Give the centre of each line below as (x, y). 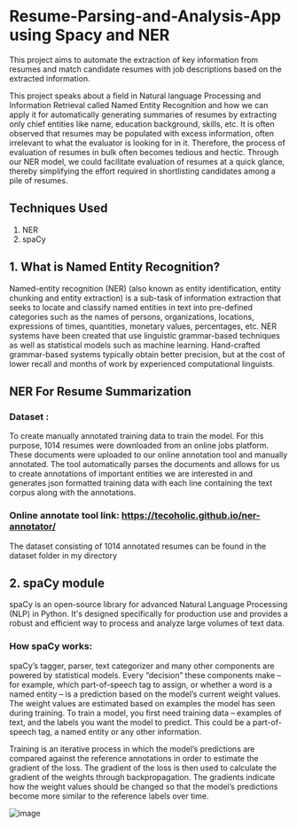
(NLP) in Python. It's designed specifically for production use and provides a (148, 614)
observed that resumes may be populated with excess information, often (142, 133)
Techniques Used (59, 209)
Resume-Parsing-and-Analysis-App (145, 16)
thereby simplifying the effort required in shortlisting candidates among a (143, 171)
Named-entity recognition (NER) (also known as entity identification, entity (145, 288)
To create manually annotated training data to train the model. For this (137, 436)
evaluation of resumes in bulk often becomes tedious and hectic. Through (144, 152)
